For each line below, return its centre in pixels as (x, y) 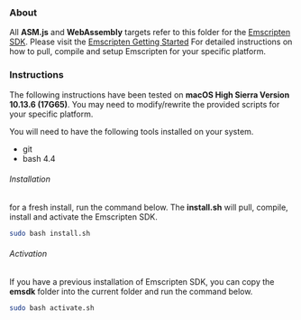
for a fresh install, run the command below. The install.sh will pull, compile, (149, 207)
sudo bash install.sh (50, 233)
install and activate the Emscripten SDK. (83, 216)
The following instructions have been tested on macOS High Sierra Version (150, 94)
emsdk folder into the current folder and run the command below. (131, 291)
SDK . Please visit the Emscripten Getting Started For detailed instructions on (151, 42)
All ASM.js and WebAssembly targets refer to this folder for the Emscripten (150, 33)
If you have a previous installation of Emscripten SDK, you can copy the (142, 281)
